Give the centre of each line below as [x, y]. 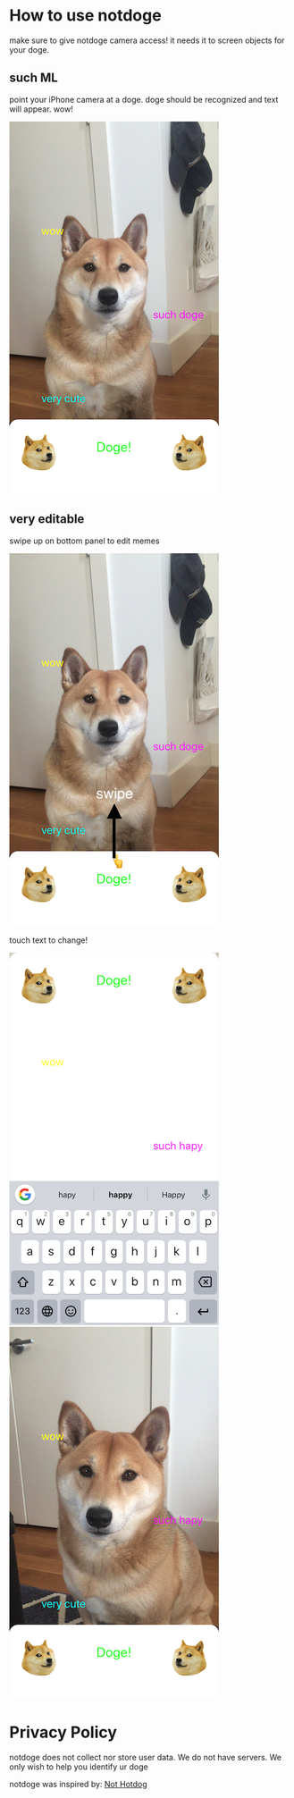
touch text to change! [49, 940]
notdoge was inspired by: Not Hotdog [78, 1784]
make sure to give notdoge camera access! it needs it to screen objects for [147, 40]
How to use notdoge [86, 16]
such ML [34, 78]
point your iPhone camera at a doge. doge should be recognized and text [144, 99]
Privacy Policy [63, 1732]
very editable [47, 519]
